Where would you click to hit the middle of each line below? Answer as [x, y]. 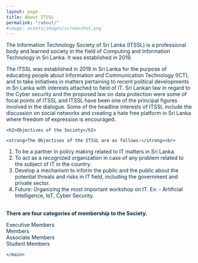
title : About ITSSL [30, 17]
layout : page [22, 12]
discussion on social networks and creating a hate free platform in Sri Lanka [99, 113]
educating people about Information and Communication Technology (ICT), [98, 75]
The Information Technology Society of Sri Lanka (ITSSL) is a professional [96, 45]
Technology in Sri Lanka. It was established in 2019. [69, 57]
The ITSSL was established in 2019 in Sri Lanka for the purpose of [87, 69]
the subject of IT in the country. [53, 164]
